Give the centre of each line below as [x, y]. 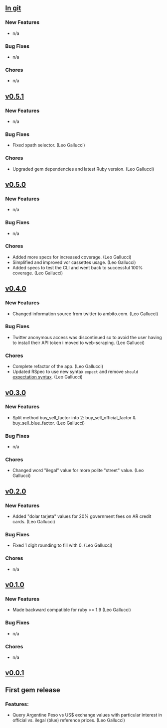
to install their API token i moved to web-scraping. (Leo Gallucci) [79, 343]
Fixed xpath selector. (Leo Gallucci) [49, 145]
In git [13, 8]
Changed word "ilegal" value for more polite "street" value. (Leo [78, 471]
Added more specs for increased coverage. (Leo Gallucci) [72, 257]
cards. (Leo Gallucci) [34, 522]
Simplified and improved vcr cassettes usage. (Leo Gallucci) [74, 262]
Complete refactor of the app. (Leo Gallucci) [58, 366]
